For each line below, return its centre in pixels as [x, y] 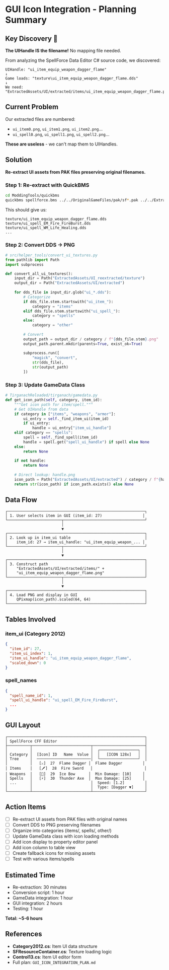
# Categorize [37, 297]
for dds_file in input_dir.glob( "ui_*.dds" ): [63, 292]
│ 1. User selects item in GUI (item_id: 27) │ [75, 516]
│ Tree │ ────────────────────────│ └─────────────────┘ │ [76, 759]
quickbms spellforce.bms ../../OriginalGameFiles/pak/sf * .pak [72, 200]
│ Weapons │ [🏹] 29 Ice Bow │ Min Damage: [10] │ [75, 774]
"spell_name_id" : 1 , [31, 696]
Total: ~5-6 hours [24, 918]
